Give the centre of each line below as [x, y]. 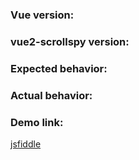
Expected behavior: [59, 68]
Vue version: [42, 15]
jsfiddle [26, 144]
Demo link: [37, 122]
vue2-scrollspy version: [70, 41]
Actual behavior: [51, 95]
